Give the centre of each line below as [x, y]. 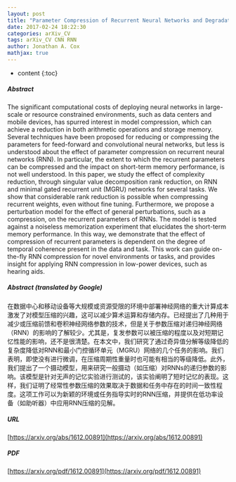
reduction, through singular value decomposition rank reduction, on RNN [112, 182]
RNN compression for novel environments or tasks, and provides [122, 256]
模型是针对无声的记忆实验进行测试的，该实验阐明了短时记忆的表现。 [124, 376]
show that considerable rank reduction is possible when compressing [108, 196]
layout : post [26, 14]
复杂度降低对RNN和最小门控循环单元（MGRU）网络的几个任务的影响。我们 [116, 350]
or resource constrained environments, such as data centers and [118, 114]
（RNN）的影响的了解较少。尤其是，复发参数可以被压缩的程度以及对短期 [112, 332]
